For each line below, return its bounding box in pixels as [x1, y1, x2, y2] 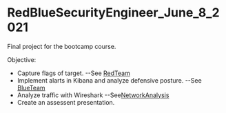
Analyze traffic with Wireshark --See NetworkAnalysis [17, 91, 169, 99]
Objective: [7, 55, 37, 63]
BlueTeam [17, 83, 46, 92]
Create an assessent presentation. [17, 98, 115, 106]
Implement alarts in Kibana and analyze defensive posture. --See [17, 76, 202, 84]
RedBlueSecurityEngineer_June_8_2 [7, 5, 220, 21]
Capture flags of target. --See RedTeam [17, 69, 131, 77]
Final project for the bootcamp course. [7, 42, 116, 50]
